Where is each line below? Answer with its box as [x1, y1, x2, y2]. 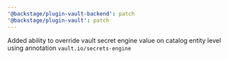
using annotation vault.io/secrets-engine [7, 44, 131, 52]
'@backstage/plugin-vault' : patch [7, 17, 110, 24]
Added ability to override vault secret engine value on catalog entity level [7, 36, 222, 44]
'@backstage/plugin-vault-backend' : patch [7, 10, 135, 18]
